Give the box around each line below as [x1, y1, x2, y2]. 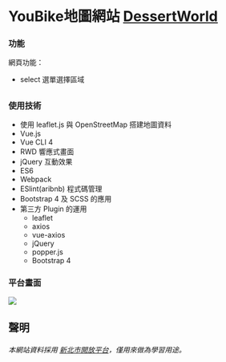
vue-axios [31, 230, 66, 240]
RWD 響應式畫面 [19, 147, 75, 157]
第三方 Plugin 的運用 [19, 204, 87, 214]
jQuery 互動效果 [19, 157, 73, 167]
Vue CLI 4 [19, 137, 54, 147]
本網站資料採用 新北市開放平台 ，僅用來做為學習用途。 [8, 344, 186, 354]
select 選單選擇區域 [19, 75, 85, 84]
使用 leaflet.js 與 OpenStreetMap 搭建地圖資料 [19, 120, 172, 129]
